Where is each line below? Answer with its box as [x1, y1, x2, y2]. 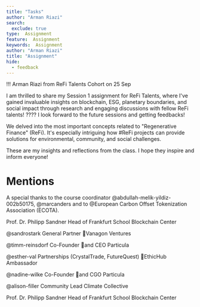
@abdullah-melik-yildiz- [112, 194, 171, 201]
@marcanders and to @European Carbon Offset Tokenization [36, 201, 187, 208]
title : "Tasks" [6, 8, 44, 15]
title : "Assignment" [6, 53, 58, 59]
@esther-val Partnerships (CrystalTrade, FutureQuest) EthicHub [6, 253, 167, 260]
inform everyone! [6, 153, 49, 161]
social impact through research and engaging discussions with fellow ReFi [6, 105, 189, 112]
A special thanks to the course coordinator [6, 194, 111, 201]
